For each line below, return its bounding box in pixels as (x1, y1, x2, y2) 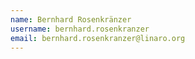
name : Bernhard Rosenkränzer (10, 14, 132, 25)
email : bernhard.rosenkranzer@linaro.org (10, 33, 186, 43)
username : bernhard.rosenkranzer (10, 24, 150, 34)
